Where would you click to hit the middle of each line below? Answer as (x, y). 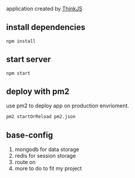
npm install (21, 41)
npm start (18, 73)
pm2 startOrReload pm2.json (41, 117)
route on (25, 162)
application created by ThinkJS (44, 9)
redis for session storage (45, 156)
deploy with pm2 (38, 92)
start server (29, 59)
